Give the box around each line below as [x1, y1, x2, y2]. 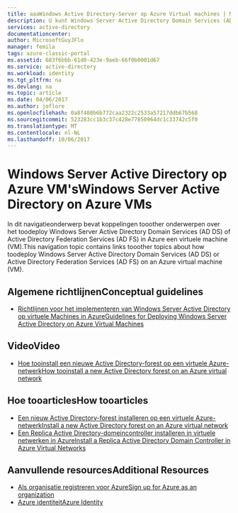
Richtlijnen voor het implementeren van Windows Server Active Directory [17, 304, 231, 313]
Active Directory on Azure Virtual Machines [17, 320, 144, 328]
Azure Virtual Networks [17, 443, 86, 452]
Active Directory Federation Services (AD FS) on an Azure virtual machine [7, 258, 223, 266]
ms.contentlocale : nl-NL [7, 129, 81, 136]
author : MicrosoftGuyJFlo [7, 37, 84, 44]
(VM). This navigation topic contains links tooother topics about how [7, 243, 205, 251]
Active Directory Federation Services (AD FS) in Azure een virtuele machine [7, 235, 228, 243]
